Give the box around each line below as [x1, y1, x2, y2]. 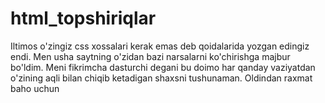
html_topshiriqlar [10, 7, 157, 30]
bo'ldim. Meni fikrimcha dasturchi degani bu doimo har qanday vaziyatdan [10, 61, 316, 73]
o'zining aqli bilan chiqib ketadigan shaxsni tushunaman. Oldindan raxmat [10, 72, 313, 84]
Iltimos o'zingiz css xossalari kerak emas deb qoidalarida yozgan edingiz [10, 40, 310, 52]
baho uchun [10, 82, 60, 94]
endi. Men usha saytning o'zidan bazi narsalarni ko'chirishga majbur [10, 50, 291, 62]
